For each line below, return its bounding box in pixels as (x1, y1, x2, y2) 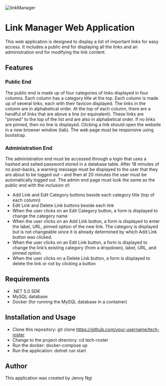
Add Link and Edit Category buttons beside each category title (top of (12, 192, 155, 197)
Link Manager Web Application (5, 22, 135, 33)
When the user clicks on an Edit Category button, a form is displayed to (12, 207, 158, 213)
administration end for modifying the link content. (5, 49, 106, 55)
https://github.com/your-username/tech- (76, 326, 160, 332)
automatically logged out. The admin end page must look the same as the (5, 177, 155, 183)
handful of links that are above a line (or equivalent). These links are (5, 111, 144, 117)
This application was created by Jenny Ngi (5, 375, 93, 381)
